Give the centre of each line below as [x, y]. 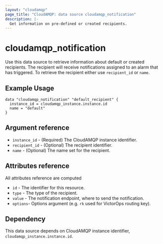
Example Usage [30, 88]
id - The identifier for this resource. [49, 187]
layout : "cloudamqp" [27, 10]
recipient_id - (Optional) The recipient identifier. [62, 145]
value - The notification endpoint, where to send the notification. [78, 198]
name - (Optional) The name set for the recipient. [61, 150]
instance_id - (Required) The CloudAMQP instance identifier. [75, 140]
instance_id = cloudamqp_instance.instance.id [58, 104]
